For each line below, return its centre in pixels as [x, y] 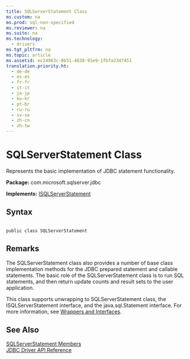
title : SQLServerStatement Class [47, 11]
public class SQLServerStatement [47, 231]
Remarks [23, 249]
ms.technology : [25, 39]
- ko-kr [21, 98]
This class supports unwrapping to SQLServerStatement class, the [86, 299]
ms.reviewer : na [26, 28]
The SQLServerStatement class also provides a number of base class [90, 263]
